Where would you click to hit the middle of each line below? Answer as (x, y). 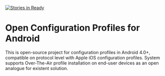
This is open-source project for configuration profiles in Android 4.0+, (78, 52)
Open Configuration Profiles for (73, 28)
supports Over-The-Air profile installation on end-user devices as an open (82, 63)
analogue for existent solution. (37, 68)
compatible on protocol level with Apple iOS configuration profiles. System (83, 57)
